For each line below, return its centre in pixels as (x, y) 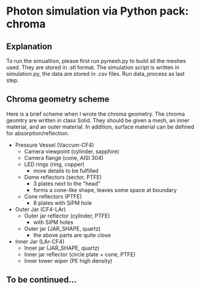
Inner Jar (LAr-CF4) (40, 241)
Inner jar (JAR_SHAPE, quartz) (62, 248)
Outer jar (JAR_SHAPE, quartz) (62, 228)
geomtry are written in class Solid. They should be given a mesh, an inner (98, 120)
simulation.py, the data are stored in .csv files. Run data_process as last (95, 74)
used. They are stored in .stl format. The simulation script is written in (93, 67)
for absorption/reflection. (38, 133)
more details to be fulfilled (66, 170)
